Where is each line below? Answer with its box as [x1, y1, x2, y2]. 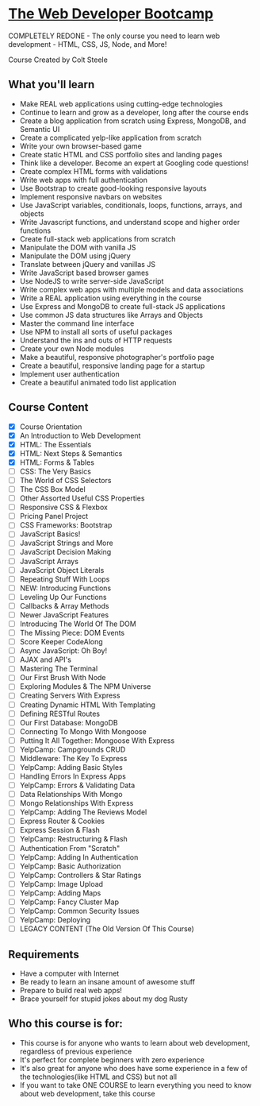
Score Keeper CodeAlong [19, 637, 103, 647]
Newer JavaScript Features [19, 609, 109, 620]
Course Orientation [19, 422, 82, 431]
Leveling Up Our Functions [19, 592, 107, 601]
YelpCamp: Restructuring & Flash [19, 834, 128, 844]
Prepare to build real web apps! [19, 985, 123, 995]
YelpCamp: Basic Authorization [19, 861, 121, 871]
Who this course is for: [8, 1017, 123, 1031]
